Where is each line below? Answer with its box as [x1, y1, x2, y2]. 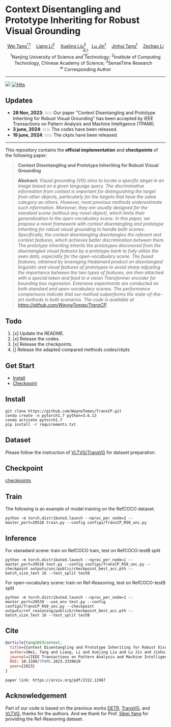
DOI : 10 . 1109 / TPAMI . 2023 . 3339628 [10, 659, 81, 664]
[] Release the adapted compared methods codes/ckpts [12, 346, 130, 353]
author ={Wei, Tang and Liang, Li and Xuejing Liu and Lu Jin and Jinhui [10, 650, 167, 655]
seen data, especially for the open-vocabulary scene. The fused [17, 253, 154, 259]
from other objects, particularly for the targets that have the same [17, 194, 157, 200]
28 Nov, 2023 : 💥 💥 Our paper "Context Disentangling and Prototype [12, 110, 156, 116]
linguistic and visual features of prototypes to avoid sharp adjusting [17, 264, 161, 271]
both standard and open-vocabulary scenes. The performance [17, 286, 151, 292]
